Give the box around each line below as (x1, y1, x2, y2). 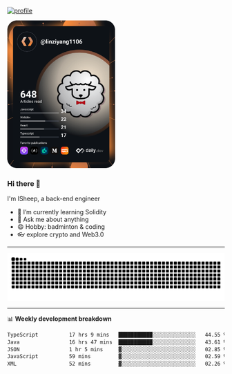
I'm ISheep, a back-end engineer (7, 194, 101, 203)
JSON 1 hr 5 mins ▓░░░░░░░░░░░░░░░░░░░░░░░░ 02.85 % (7, 346, 227, 353)
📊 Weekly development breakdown (7, 315, 112, 323)
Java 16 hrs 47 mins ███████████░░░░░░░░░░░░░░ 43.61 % (7, 339, 227, 346)
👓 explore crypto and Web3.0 (17, 230, 104, 239)
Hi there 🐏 (7, 178, 41, 188)
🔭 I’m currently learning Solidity (17, 208, 107, 216)
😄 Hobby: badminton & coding (17, 223, 106, 231)
